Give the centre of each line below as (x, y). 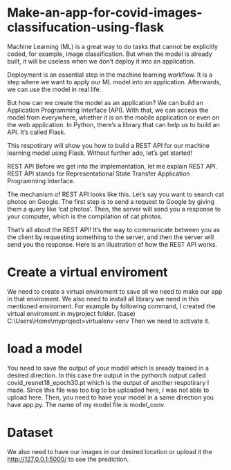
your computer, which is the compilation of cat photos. (85, 216)
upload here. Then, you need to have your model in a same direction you (111, 397)
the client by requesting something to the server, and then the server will (111, 237)
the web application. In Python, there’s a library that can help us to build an (113, 124)
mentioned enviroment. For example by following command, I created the (111, 306)
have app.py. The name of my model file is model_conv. (86, 404)
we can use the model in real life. (54, 89)
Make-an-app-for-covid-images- (105, 13)
